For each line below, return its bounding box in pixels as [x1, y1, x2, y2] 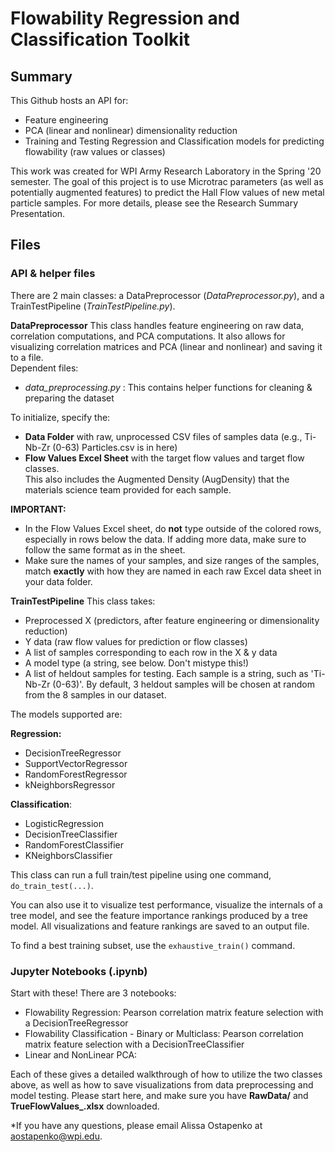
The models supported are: [10, 708, 123, 720]
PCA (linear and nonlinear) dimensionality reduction [24, 125, 238, 136]
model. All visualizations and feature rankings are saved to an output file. [10, 920, 310, 932]
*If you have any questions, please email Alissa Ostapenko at [10, 1119, 263, 1131]
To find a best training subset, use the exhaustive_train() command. [10, 939, 296, 951]
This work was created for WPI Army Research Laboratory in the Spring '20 [10, 165, 322, 177]
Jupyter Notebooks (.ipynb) [10, 964, 148, 978]
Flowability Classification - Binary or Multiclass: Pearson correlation [24, 1027, 304, 1039]
